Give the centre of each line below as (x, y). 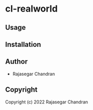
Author (16, 62)
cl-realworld (31, 9)
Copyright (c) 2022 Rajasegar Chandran (47, 102)
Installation (23, 44)
